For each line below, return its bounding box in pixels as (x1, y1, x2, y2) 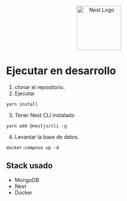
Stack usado (6, 161, 53, 171)
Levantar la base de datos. (14, 133, 79, 140)
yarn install (6, 101, 38, 107)
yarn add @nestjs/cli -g (6, 123, 67, 129)
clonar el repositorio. (14, 83, 65, 91)
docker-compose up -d (6, 144, 59, 150)
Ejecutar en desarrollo (6, 64, 116, 78)
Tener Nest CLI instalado (14, 111, 75, 118)
